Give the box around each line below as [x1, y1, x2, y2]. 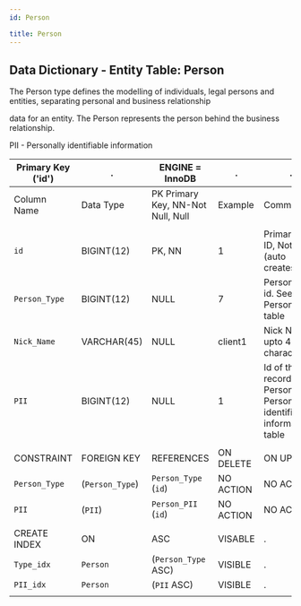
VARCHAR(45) [81, 335, 143, 348]
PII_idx [13, 580, 47, 590]
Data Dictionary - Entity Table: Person [9, 62, 225, 77]
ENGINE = [159, 161, 202, 174]
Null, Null [150, 210, 190, 222]
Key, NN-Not [150, 199, 208, 212]
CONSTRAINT [13, 452, 73, 464]
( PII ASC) [150, 579, 194, 592]
